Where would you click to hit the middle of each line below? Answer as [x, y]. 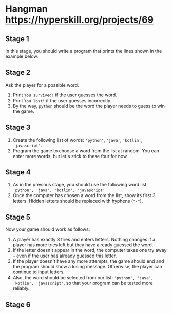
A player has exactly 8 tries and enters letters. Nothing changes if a [84, 240]
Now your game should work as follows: [48, 229]
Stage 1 [17, 39]
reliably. [21, 288]
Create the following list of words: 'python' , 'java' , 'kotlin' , [78, 140]
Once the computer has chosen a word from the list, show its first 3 [84, 195]
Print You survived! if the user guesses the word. [65, 95]
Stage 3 [18, 127]
